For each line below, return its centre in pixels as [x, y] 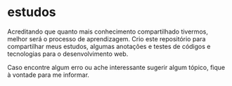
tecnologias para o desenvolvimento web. [68, 54]
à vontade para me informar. [49, 75]
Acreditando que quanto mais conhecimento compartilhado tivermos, [108, 31]
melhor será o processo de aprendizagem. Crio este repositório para [107, 38]
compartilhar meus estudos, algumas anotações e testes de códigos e [109, 46]
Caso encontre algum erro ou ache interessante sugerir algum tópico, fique [116, 67]
